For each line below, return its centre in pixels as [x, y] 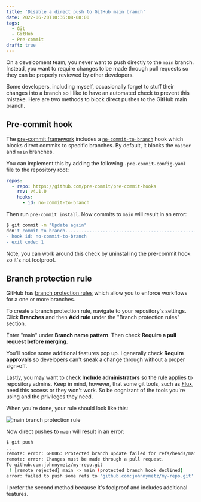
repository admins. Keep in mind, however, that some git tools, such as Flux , [100, 384]
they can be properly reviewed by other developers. [70, 75]
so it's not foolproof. [31, 260]
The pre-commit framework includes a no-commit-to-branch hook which [95, 139]
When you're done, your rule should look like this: [67, 409]
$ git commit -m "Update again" [46, 225]
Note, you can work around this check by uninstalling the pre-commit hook [98, 253]
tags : [13, 23]
